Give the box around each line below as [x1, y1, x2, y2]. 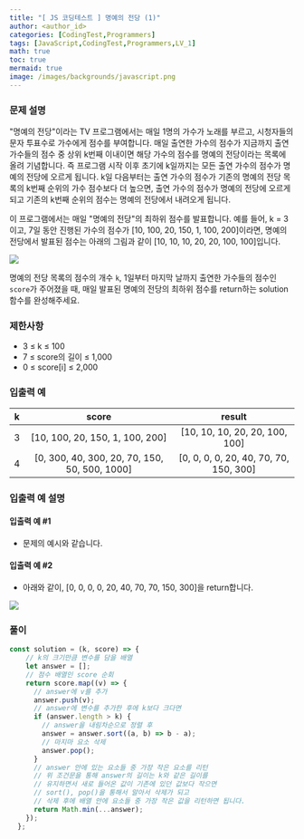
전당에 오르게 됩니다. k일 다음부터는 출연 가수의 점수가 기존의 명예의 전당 [25, 171, 282, 182]
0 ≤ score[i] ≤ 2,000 [22, 362, 99, 372]
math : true [9, 47, 51, 56]
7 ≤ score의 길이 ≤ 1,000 [22, 352, 113, 362]
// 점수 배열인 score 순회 [25, 670, 114, 680]
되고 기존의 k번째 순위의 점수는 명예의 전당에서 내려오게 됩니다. [9, 194, 231, 205]
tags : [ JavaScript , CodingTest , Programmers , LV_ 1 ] [9, 38, 196, 48]
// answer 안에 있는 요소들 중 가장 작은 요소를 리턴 [33, 763, 208, 772]
